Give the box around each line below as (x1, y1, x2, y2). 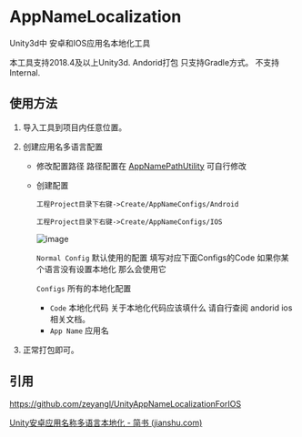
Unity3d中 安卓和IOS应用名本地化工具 (9, 37, 151, 48)
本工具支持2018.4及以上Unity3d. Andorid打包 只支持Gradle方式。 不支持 (9, 56, 280, 67)
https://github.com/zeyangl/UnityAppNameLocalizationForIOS (9, 398, 242, 409)
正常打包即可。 (22, 344, 79, 355)
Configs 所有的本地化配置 (35, 282, 132, 293)
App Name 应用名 (49, 325, 109, 336)
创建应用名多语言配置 (22, 141, 103, 152)
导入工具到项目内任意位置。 (22, 121, 127, 133)
